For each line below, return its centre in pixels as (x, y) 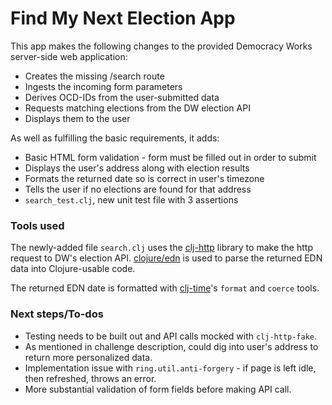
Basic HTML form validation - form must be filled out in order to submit (170, 157)
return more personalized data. (88, 357)
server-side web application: (69, 56)
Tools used (37, 225)
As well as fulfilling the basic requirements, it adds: (115, 138)
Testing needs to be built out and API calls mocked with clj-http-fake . (171, 336)
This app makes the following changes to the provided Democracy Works (161, 46)
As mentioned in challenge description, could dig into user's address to (171, 346)
